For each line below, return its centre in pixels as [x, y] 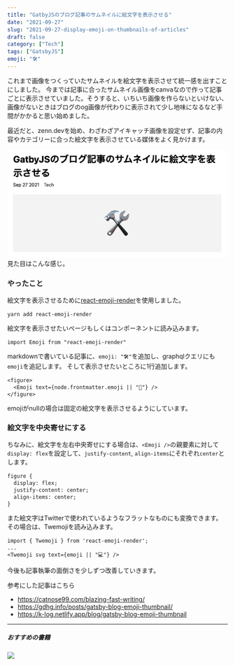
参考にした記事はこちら [41, 585]
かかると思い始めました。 [56, 115]
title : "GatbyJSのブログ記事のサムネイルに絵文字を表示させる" [90, 15]
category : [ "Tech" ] [36, 44]
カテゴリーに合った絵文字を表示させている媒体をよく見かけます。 [114, 139]
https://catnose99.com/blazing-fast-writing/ [81, 599]
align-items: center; [45, 497]
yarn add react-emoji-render [50, 314]
